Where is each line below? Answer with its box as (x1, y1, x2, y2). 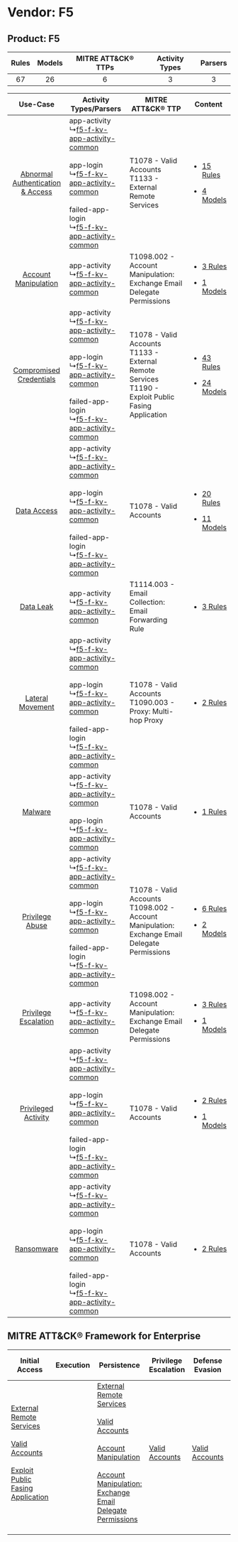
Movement (18, 702, 55, 711)
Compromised (13, 365, 60, 375)
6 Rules (201, 904, 227, 913)
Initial (20, 1355, 40, 1365)
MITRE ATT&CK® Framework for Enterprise (7, 1330, 201, 1342)
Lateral (25, 694, 48, 703)
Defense (193, 1355, 223, 1365)
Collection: (129, 598, 165, 607)
